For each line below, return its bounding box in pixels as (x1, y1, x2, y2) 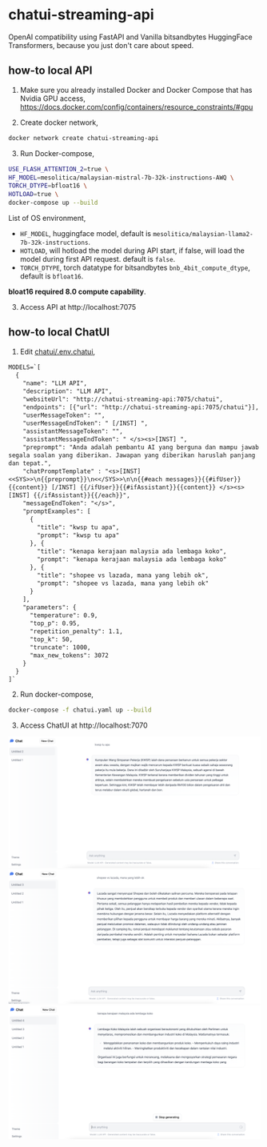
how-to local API (8, 64, 93, 78)
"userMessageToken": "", (22, 411, 106, 419)
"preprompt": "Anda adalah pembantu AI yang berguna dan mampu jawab (22, 443, 260, 451)
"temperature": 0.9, (29, 611, 98, 620)
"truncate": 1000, (29, 643, 91, 652)
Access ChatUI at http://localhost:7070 (19, 720, 148, 730)
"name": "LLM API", (22, 379, 88, 387)
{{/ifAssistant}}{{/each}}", (33, 491, 130, 499)
